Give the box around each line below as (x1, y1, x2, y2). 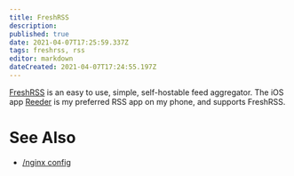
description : (9, 21, 58, 30)
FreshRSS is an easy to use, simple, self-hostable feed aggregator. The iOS (9, 86, 284, 98)
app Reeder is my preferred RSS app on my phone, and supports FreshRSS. (9, 96, 286, 107)
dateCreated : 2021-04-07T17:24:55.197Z (9, 63, 157, 72)
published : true (9, 29, 69, 38)
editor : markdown (9, 54, 74, 63)
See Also (9, 128, 76, 148)
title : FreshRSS (9, 12, 69, 22)
